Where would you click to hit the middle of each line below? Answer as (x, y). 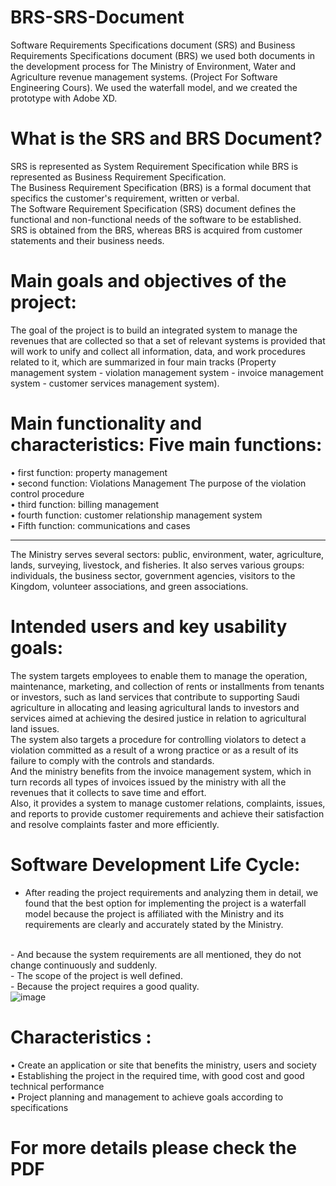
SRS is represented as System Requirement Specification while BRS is (154, 166)
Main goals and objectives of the (148, 281)
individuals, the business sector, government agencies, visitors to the (153, 575)
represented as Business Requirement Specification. (118, 177)
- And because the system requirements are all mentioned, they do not (156, 954)
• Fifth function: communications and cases (100, 525)
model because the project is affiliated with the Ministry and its (154, 913)
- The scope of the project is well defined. (96, 975)
